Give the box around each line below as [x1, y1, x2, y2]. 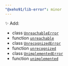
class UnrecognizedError [12, 40, 61, 46]
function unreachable [12, 35, 54, 41]
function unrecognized [12, 45, 57, 51]
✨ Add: [5, 20, 19, 26]
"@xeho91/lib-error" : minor [5, 7, 62, 12]
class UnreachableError [12, 30, 59, 36]
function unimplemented [12, 55, 59, 61]
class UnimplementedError [12, 50, 63, 56]
